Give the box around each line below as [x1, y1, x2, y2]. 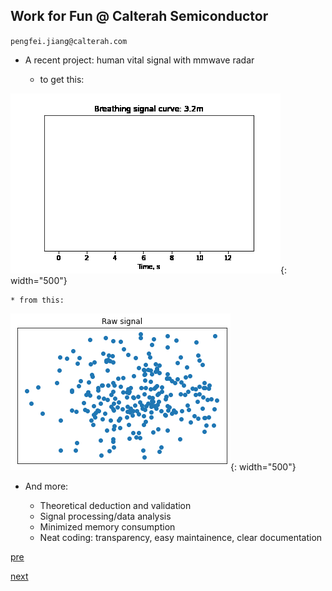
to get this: [39, 73, 85, 85]
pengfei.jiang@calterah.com [10, 36, 128, 46]
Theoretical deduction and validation [39, 499, 192, 511]
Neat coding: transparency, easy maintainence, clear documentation [39, 531, 323, 543]
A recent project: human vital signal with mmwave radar [24, 54, 255, 66]
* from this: [10, 295, 65, 305]
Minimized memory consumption [39, 520, 176, 533]
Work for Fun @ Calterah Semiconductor [10, 8, 269, 25]
